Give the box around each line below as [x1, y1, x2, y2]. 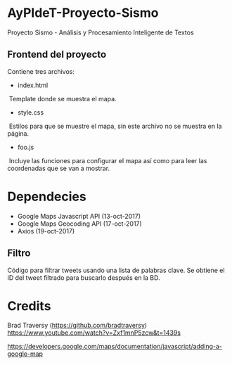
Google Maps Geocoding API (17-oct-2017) [17, 219, 142, 228]
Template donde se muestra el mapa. [8, 94, 117, 103]
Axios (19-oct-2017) [17, 226, 75, 235]
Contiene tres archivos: [7, 67, 75, 75]
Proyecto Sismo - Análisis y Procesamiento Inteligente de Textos [7, 28, 195, 37]
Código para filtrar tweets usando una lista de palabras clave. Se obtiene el [7, 266, 225, 274]
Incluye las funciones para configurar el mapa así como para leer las [8, 156, 207, 165]
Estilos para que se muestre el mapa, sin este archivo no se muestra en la [8, 122, 222, 130]
